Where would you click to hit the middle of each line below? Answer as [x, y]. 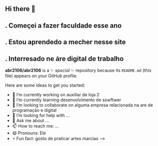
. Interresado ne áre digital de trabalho [64, 59]
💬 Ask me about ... [31, 120]
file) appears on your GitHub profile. [41, 75]
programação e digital [34, 110]
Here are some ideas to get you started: [45, 85]
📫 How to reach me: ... [35, 126]
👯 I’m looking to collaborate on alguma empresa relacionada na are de [82, 105]
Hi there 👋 [20, 9]
